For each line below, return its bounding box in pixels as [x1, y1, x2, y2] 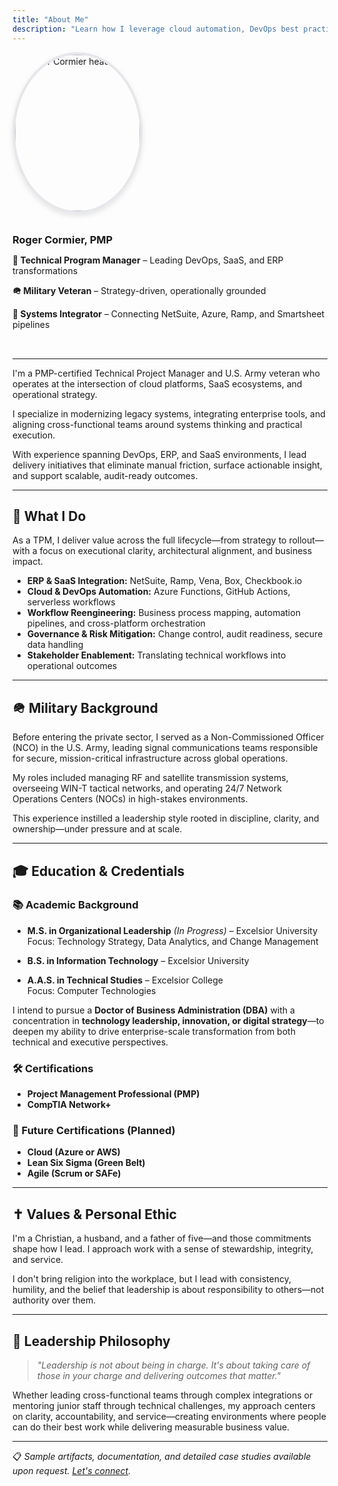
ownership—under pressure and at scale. [12, 823, 183, 835]
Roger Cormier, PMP [12, 232, 114, 246]
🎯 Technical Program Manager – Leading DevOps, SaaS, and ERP [12, 254, 284, 266]
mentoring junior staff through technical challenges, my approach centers [12, 1400, 316, 1412]
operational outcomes [26, 660, 118, 672]
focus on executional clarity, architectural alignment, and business [39, 545, 313, 557]
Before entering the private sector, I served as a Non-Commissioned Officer [12, 731, 325, 743]
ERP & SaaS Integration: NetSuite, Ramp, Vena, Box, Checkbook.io [26, 575, 303, 587]
